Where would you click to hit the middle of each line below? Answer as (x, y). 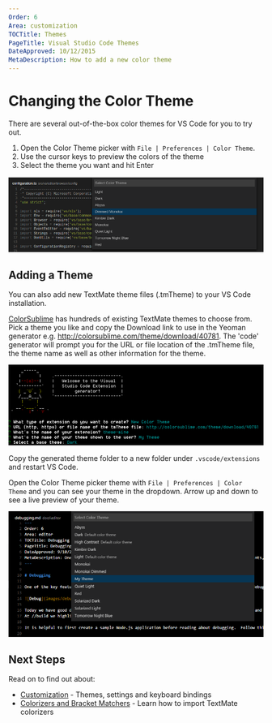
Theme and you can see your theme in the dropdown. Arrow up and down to (134, 492)
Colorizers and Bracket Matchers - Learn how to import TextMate (129, 704)
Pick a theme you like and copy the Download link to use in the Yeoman (127, 327)
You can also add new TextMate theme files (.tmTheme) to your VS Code (130, 294)
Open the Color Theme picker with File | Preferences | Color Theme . (138, 148)
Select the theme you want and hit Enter (87, 165)
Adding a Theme (51, 275)
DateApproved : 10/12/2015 (52, 52)
